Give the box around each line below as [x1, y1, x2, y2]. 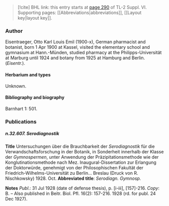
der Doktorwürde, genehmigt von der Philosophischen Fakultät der [5, 164, 144, 170]
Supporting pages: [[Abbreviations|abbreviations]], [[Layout [17, 10, 142, 16]
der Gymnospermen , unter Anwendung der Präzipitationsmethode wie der [5, 154, 159, 160]
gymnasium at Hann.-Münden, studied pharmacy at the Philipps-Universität [5, 50, 162, 56]
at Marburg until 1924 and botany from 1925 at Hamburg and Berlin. [5, 55, 145, 61]
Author [5, 27, 23, 34]
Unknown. [5, 83, 27, 89]
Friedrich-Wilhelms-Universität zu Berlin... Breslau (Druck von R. [5, 170, 138, 176]
